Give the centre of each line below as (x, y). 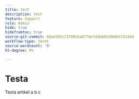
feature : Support (23, 19)
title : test (17, 10)
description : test (24, 14)
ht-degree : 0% (20, 50)
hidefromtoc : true (24, 32)
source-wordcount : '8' (28, 46)
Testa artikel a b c (23, 92)
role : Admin (17, 23)
